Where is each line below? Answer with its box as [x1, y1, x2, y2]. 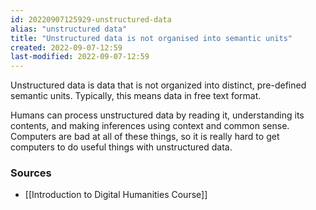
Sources [10, 166, 52, 180]
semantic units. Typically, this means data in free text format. [10, 90, 262, 102]
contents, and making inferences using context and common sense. [10, 120, 290, 132]
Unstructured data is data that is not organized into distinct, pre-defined [10, 79, 307, 91]
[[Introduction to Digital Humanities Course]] [24, 189, 208, 201]
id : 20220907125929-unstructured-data [10, 14, 172, 25]
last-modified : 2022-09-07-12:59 [10, 52, 150, 62]
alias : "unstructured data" [10, 24, 128, 34]
